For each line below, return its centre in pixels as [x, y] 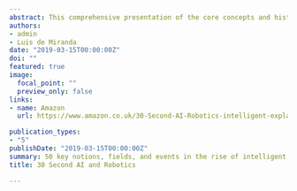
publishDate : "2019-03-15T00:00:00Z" [79, 149]
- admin [23, 34]
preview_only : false [55, 91]
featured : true [37, 67]
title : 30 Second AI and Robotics [73, 164]
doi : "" [23, 58]
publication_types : [45, 132]
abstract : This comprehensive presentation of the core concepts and [140, 17]
